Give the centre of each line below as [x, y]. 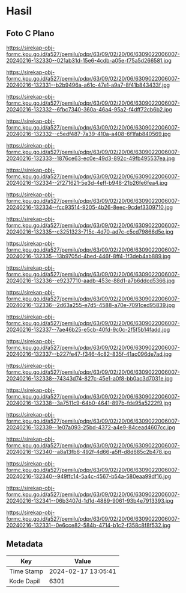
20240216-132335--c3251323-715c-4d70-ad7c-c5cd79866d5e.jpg [90, 232]
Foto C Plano [30, 33]
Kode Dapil [25, 581]
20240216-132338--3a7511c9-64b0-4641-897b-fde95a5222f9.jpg [89, 403]
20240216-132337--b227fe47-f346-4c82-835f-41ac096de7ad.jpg [89, 354]
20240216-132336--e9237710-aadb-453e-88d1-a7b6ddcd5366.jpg [91, 281]
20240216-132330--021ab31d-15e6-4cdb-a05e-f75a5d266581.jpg [89, 61]
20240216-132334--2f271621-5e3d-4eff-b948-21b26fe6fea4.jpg [87, 183]
